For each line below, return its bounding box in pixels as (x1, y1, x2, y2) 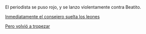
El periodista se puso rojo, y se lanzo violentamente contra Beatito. (5, 4, 142, 10)
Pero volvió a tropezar (5, 23, 50, 29)
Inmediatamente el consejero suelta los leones (5, 14, 100, 19)
